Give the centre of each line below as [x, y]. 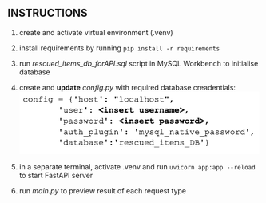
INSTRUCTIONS [48, 13]
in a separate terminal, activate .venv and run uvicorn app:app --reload [137, 167]
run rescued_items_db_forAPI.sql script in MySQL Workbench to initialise [139, 63]
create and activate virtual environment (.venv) [96, 32]
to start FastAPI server [56, 176]
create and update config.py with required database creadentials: [127, 87]
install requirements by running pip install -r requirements [119, 48]
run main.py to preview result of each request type [103, 191]
